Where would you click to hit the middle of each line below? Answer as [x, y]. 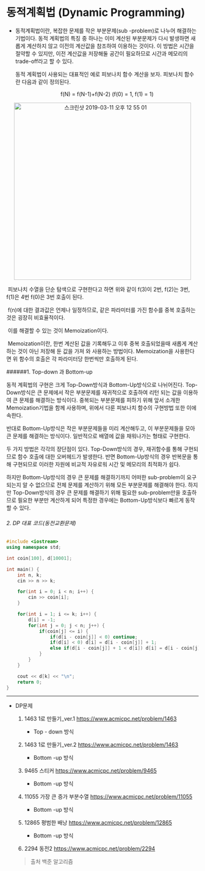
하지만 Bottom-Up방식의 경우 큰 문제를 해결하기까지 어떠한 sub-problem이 [96, 477]
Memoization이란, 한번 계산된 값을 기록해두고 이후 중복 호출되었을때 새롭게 [97, 344]
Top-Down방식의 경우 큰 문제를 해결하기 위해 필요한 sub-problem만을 [97, 492]
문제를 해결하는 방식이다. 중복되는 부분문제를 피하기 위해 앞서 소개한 [100, 400]
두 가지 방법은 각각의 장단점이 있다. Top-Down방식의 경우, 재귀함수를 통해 [94, 449]
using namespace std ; [34, 548]
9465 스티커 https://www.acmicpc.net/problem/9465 [91, 771]
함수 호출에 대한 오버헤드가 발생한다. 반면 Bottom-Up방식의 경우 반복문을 [105, 457]
